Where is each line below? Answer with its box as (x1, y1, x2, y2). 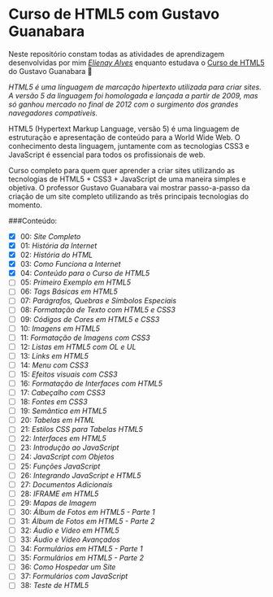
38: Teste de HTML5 (19, 581, 89, 590)
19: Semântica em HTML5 (19, 406, 107, 416)
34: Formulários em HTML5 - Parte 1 (19, 544, 144, 554)
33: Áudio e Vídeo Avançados (19, 534, 120, 544)
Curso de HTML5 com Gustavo (8, 5, 220, 24)
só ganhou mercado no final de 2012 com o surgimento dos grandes (8, 99, 239, 109)
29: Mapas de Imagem (19, 498, 97, 508)
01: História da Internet (19, 241, 97, 251)
